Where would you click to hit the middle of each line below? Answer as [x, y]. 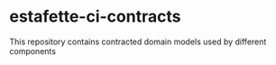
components [33, 51]
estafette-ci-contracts [95, 17]
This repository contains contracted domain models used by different [138, 42]
